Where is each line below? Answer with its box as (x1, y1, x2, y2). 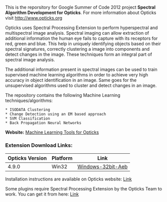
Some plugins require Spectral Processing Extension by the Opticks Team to (5, 186, 162, 192)
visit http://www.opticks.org (5, 15, 62, 21)
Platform (51, 155, 73, 162)
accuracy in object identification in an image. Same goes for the (5, 77, 136, 83)
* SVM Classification (5, 116, 50, 121)
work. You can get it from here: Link (5, 191, 79, 197)
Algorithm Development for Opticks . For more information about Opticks (5, 10, 156, 16)
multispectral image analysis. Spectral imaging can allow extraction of (5, 30, 149, 36)
